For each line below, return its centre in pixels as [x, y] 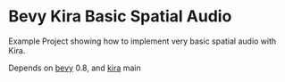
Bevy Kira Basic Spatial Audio [120, 16]
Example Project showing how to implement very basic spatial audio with [142, 41]
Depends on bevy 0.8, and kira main [75, 68]
